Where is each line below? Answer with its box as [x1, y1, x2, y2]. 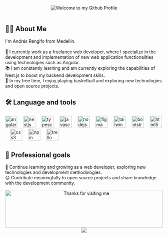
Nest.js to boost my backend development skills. [5, 72, 105, 78]
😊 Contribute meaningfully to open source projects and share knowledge [5, 174, 156, 180]
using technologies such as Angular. [5, 59, 80, 65]
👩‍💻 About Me [5, 25, 47, 33]
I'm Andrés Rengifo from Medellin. [5, 38, 76, 44]
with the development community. [5, 180, 75, 186]
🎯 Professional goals [5, 151, 70, 159]
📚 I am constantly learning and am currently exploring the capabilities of [5, 65, 155, 71]
